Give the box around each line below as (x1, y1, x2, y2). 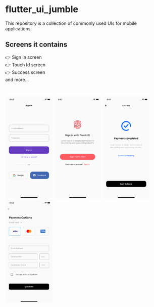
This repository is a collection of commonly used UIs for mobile (5, 20, 137, 26)
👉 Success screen (5, 69, 45, 75)
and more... (5, 76, 29, 82)
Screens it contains (5, 40, 68, 49)
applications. (5, 25, 32, 31)
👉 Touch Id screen (5, 62, 46, 68)
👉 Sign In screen (5, 54, 42, 60)
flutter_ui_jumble (5, 4, 79, 15)
